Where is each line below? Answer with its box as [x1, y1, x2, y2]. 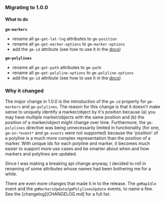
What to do [5, 16, 29, 22]
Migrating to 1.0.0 [5, 4, 48, 11]
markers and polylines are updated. [5, 151, 77, 157]
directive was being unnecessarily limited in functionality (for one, [26, 125, 160, 131]
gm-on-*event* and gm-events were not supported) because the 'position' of [5, 130, 159, 136]
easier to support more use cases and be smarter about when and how [5, 146, 149, 152]
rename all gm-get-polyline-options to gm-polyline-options [12, 70, 134, 76]
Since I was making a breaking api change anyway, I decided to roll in [5, 161, 146, 166]
